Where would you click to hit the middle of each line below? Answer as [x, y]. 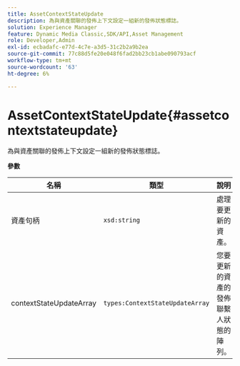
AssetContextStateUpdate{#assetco [119, 115]
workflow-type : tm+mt [40, 61]
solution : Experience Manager [52, 27]
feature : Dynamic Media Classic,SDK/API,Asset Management [95, 34]
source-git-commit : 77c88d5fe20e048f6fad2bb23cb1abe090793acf [102, 54]
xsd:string [122, 220]
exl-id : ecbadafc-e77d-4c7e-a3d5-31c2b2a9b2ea [78, 47]
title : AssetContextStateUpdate [55, 14]
